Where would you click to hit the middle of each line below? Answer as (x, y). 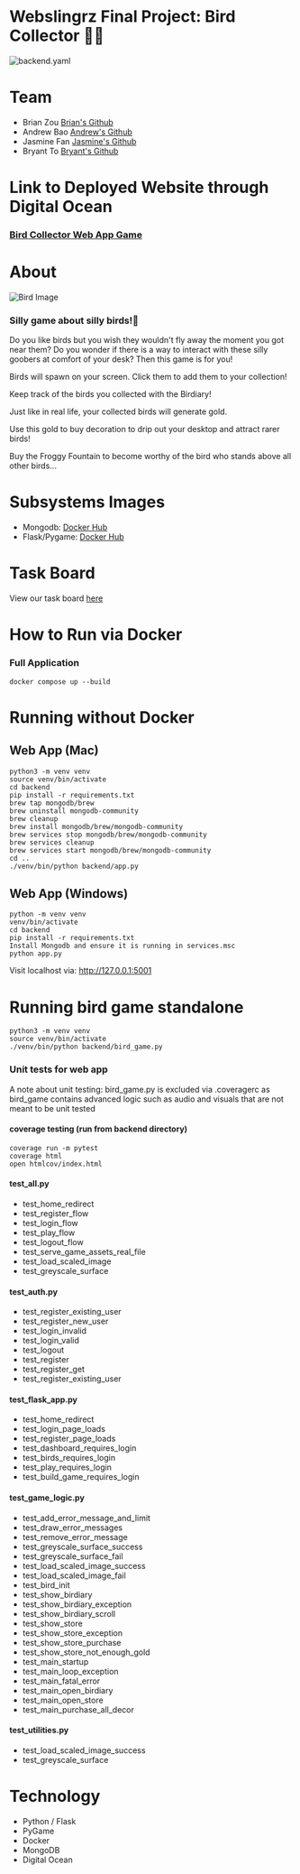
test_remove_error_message (75, 1537)
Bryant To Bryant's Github (70, 151)
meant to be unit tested (53, 1108)
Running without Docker (102, 717)
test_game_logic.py (47, 1498)
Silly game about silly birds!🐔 (74, 320)
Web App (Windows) (69, 894)
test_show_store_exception (73, 1633)
